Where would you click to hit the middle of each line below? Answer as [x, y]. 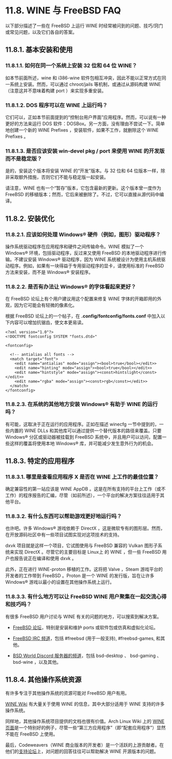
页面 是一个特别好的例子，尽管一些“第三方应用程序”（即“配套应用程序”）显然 [85, 727]
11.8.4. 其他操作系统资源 [44, 680]
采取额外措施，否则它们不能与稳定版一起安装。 [59, 177]
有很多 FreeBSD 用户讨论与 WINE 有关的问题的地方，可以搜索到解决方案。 [83, 616]
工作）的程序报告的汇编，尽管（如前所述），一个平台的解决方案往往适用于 [83, 495]
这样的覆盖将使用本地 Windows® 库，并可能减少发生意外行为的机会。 [83, 443]
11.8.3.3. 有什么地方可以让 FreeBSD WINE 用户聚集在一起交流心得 [86, 597]
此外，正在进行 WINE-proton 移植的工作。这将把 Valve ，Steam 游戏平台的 [84, 570]
